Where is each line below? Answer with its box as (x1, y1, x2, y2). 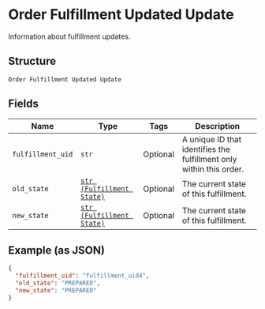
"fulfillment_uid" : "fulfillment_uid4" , (15, 272, 150, 280)
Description (195, 120, 241, 131)
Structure (8, 55, 57, 68)
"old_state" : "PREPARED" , (15, 279, 101, 288)
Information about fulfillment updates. (8, 32, 131, 41)
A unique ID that (181, 134, 242, 145)
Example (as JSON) (8, 243, 105, 257)
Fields (8, 97, 39, 111)
